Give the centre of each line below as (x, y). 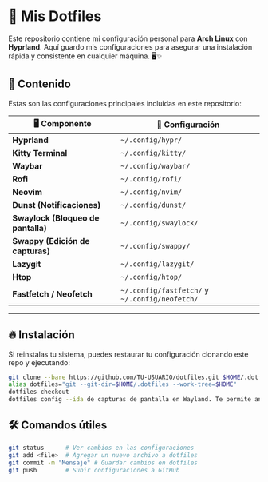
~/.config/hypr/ (151, 140)
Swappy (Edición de (51, 241)
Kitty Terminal (40, 153)
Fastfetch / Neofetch (53, 293)
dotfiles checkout (39, 392)
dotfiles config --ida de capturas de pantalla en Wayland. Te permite (130, 400)
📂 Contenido (40, 84)
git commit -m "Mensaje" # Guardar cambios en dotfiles (103, 463)
